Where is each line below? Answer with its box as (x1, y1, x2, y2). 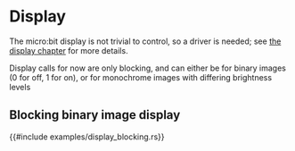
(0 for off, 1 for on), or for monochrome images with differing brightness (9, 71, 273, 82)
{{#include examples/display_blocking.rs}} (9, 131, 165, 142)
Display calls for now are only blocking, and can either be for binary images (9, 63, 287, 73)
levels (9, 81, 31, 92)
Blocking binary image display (9, 107, 181, 122)
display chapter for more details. (9, 45, 128, 55)
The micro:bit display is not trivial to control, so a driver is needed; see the (9, 36, 282, 46)
